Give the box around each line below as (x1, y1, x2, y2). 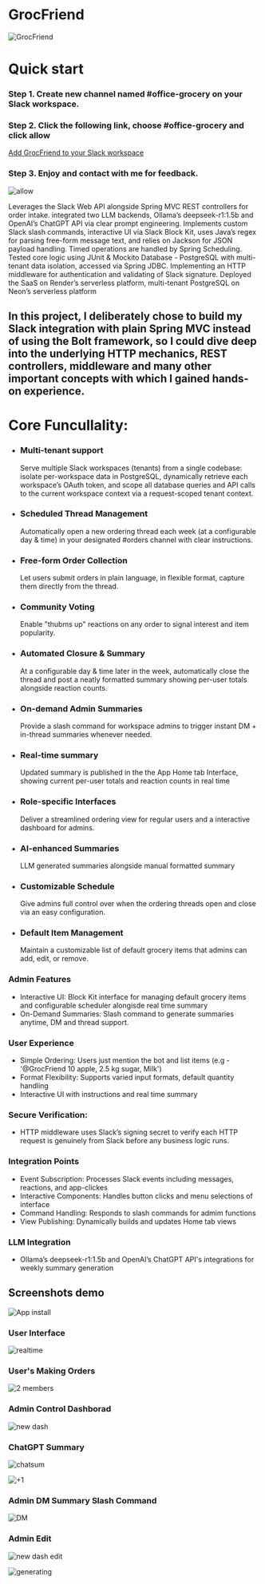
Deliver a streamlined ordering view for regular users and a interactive (19, 814, 250, 824)
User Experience (8, 1037, 74, 1048)
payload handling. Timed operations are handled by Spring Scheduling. (8, 244, 243, 253)
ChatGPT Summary (8, 1441, 85, 1452)
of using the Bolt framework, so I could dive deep (8, 335, 257, 348)
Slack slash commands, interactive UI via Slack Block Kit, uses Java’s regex (8, 227, 257, 236)
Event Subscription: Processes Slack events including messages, (19, 1174, 234, 1183)
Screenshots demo (8, 1286, 105, 1300)
